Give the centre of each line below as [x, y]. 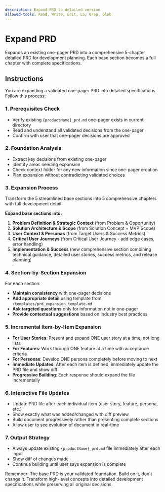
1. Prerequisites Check [33, 109]
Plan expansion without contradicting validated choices [68, 175]
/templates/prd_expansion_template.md [52, 304]
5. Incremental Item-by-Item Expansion [53, 327]
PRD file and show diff [35, 369]
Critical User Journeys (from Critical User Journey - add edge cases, [83, 239]
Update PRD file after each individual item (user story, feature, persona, [85, 404]
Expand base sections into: [34, 213]
